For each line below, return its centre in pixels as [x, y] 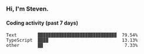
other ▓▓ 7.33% [72, 46]
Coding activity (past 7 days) [42, 23]
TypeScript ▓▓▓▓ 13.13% [72, 41]
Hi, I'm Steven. [27, 9]
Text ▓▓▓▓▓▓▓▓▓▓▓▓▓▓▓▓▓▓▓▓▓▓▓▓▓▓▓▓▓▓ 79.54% [72, 35]
